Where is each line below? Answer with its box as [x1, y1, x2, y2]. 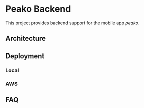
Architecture [5, 34, 46, 43]
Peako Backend [5, 3, 71, 15]
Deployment [5, 51, 45, 60]
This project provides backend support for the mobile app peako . [5, 20, 140, 26]
